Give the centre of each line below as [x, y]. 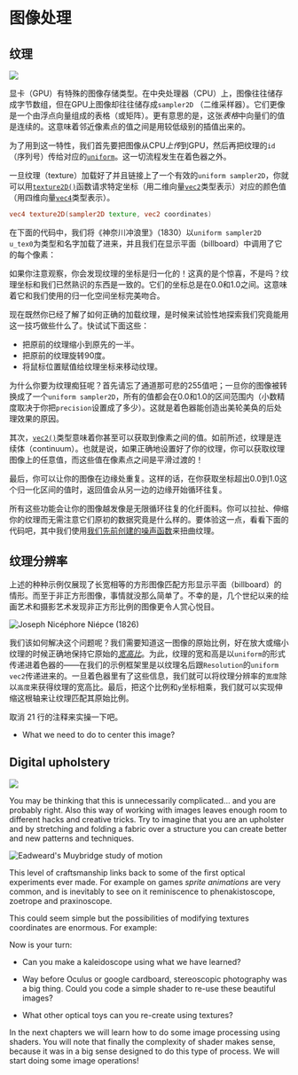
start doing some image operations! [74, 1060]
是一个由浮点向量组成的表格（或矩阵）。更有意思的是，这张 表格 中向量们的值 [147, 115]
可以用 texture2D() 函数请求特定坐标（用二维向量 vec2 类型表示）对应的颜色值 [148, 186]
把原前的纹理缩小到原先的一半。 [80, 344]
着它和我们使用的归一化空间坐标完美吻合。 [87, 295]
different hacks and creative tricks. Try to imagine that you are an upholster [147, 819]
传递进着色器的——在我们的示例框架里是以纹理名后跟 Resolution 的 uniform [144, 664]
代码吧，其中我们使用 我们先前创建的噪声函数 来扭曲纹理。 [114, 530]
